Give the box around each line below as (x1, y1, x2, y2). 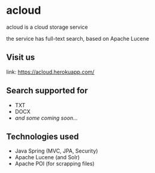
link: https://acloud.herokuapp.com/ (6, 68, 95, 75)
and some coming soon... (14, 114, 78, 122)
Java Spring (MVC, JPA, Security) (14, 147, 98, 154)
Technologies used (6, 131, 79, 141)
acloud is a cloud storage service (6, 23, 89, 31)
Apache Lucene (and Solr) (14, 154, 80, 161)
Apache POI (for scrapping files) (14, 160, 95, 168)
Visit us (6, 52, 35, 63)
